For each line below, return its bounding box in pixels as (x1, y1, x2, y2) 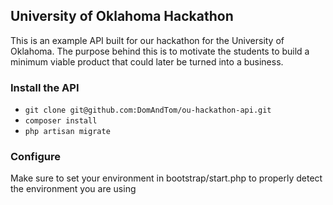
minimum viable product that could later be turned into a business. (10, 55, 284, 68)
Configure (10, 150, 61, 164)
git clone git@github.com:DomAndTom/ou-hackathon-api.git (24, 105, 272, 116)
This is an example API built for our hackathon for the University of (10, 34, 285, 46)
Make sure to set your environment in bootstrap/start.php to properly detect (10, 172, 323, 184)
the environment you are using (10, 183, 137, 195)
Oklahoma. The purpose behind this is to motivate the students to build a (10, 45, 310, 57)
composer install (24, 116, 98, 126)
